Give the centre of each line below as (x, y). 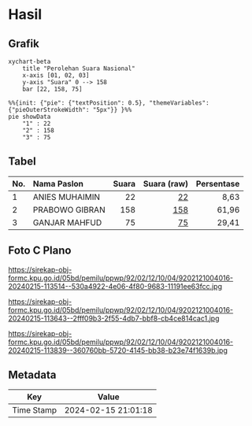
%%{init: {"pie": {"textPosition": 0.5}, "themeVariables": (109, 103)
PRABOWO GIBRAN (69, 209)
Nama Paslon (58, 183)
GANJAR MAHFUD (67, 222)
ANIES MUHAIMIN (67, 197)
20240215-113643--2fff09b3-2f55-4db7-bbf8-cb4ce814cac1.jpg (114, 318)
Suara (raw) (166, 183)
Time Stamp (35, 410)
